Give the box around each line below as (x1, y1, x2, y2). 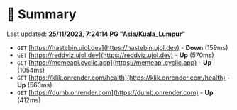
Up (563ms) (16, 80, 53, 89)
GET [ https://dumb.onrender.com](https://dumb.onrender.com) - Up (16, 88, 214, 97)
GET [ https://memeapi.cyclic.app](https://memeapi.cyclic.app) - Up (16, 58, 212, 66)
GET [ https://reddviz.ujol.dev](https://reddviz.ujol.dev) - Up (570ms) (16, 51, 214, 59)
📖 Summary (6, 6, 77, 23)
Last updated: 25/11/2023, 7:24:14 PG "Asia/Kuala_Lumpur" (6, 30, 186, 38)
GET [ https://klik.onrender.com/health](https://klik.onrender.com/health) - (16, 73, 231, 82)
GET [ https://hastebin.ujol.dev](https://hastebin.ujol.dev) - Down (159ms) (16, 43, 228, 51)
